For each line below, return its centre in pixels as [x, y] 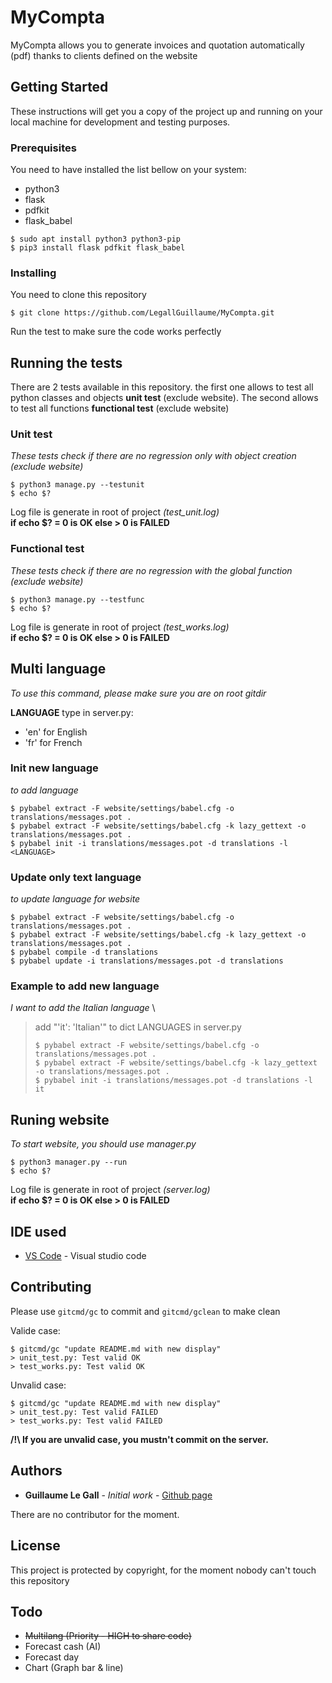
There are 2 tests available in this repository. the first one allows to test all [162, 387]
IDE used [38, 1231]
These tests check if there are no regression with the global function [151, 570]
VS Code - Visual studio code [85, 1256]
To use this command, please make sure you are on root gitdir [138, 693]
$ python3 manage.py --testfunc [77, 599]
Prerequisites [43, 148]
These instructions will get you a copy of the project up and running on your [166, 111]
